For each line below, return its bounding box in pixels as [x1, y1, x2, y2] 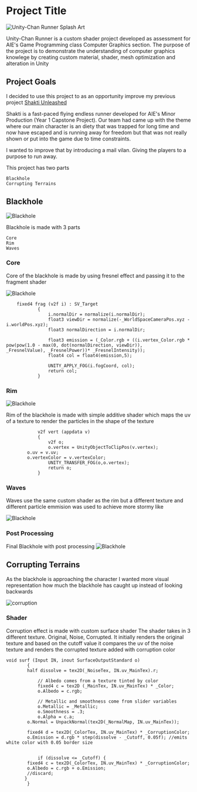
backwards [6, 588, 33, 595]
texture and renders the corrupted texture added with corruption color [6, 646, 176, 653]
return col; [47, 368, 77, 374]
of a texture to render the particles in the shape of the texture [6, 418, 154, 425]
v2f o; [47, 439, 64, 445]
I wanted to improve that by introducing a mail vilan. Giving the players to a [6, 146, 186, 153]
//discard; [27, 770, 54, 776]
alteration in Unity [6, 60, 49, 67]
